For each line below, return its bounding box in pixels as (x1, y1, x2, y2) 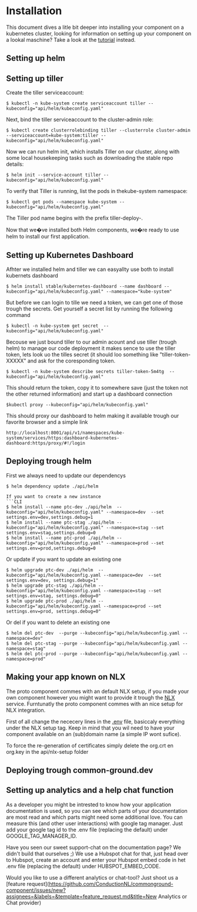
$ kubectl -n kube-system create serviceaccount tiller (6, 100, 146, 107)
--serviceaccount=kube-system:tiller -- (6, 133, 107, 139)
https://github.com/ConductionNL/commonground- (49, 880, 173, 887)
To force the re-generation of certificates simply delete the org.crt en (6, 742, 173, 749)
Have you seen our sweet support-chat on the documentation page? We (6, 844, 181, 851)
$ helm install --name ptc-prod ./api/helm (6, 535, 115, 541)
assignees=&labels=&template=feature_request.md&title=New (6, 893, 157, 900)
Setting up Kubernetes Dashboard (6, 250, 133, 260)
